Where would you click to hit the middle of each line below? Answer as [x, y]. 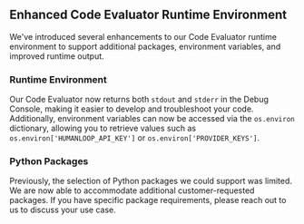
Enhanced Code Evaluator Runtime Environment [148, 15]
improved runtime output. [57, 56]
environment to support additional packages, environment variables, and [145, 46]
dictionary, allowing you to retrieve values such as [103, 128]
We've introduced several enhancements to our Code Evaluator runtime [143, 36]
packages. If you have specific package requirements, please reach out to [148, 200]
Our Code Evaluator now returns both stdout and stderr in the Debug [139, 100]
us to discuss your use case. [63, 210]
